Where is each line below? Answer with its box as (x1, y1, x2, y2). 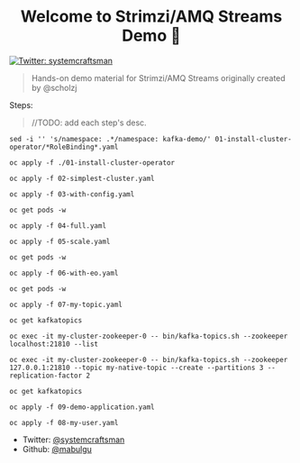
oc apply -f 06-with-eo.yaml (9, 268, 119, 277)
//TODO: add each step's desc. (31, 117, 147, 128)
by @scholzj (31, 82, 77, 93)
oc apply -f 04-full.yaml (9, 221, 106, 231)
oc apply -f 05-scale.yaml (9, 237, 111, 246)
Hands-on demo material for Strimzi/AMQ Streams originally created (31, 72, 286, 83)
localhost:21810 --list (9, 340, 99, 349)
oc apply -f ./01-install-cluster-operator (9, 158, 176, 168)
